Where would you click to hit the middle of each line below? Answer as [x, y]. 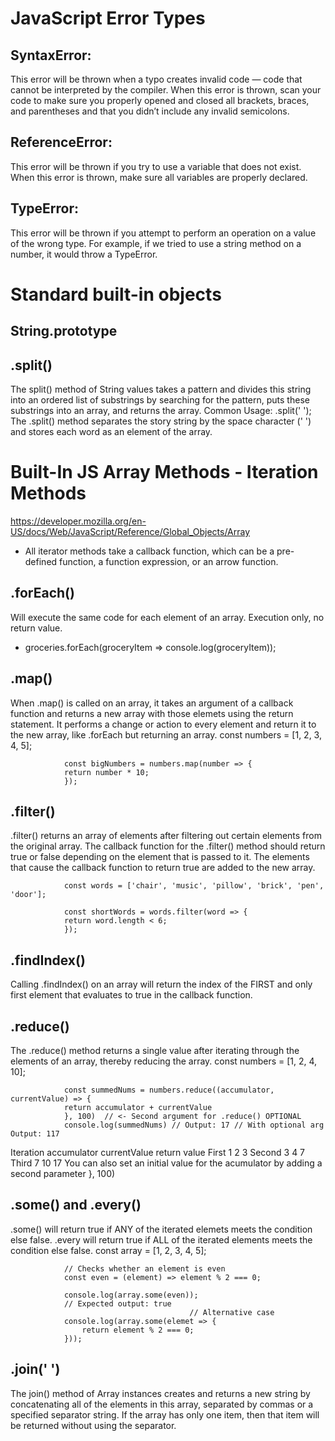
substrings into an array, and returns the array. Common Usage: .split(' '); [161, 411]
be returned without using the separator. [93, 1425]
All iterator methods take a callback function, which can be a [149, 551]
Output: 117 [35, 1134]
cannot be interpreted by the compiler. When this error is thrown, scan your [166, 90]
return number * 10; [106, 772]
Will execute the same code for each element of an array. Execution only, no [167, 617]
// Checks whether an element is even [144, 1268]
